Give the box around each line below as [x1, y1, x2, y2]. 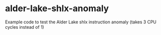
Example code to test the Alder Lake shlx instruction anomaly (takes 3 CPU [5, 19, 157, 25]
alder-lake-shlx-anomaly [5, 3, 109, 14]
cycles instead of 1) [5, 24, 44, 30]
